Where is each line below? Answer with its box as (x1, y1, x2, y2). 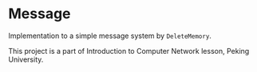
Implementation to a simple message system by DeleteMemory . (8, 31, 212, 40)
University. (8, 55, 44, 64)
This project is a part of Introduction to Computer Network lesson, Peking (8, 46, 250, 55)
